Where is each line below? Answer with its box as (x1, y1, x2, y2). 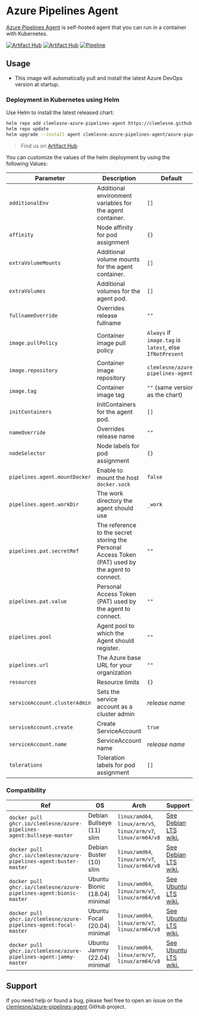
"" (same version (147, 383, 195, 392)
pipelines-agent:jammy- (9, 953, 76, 960)
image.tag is (147, 336, 181, 344)
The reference (97, 521, 137, 529)
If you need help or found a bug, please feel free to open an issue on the (6, 996, 183, 1004)
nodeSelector (9, 450, 46, 457)
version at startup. (14, 81, 60, 88)
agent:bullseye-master (9, 832, 73, 839)
